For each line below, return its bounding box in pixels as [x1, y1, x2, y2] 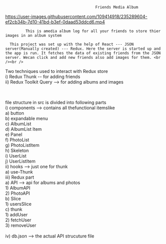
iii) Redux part [5, 174, 34, 180]
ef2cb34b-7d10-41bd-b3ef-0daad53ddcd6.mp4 [5, 19, 105, 25]
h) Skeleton [5, 147, 29, 153]
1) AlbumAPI [5, 185, 31, 191]
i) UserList [5, 153, 27, 158]
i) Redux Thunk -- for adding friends [5, 73, 80, 79]
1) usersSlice [5, 201, 32, 207]
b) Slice [5, 196, 21, 201]
